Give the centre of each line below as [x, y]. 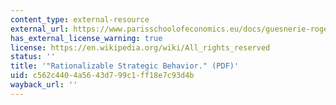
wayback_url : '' [44, 85]
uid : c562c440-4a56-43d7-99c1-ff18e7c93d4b [102, 76]
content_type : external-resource [80, 19]
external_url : [40, 29]
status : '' [33, 57]
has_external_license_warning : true [86, 38]
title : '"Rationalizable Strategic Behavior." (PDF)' [125, 66]
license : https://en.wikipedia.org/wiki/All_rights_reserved [140, 47]
